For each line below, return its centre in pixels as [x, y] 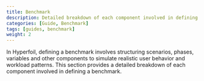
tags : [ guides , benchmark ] [41, 29]
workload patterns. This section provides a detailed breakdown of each [96, 65]
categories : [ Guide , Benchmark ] [47, 23]
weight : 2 [19, 35]
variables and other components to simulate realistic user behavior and [96, 58]
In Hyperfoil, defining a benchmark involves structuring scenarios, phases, [100, 52]
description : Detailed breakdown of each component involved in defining [102, 18]
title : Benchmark [28, 12]
